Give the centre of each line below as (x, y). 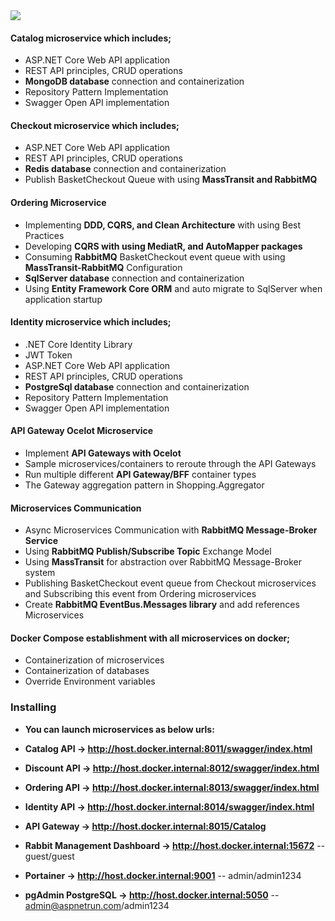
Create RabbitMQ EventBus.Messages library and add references (162, 605)
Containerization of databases (87, 671)
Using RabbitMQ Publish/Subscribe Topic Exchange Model (148, 551)
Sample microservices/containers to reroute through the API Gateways (170, 464)
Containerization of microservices (94, 660)
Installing (33, 707)
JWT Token (48, 355)
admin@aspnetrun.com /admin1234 (97, 905)
